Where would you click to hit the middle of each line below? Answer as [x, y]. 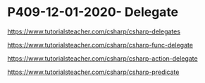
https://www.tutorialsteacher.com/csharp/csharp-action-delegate [103, 58]
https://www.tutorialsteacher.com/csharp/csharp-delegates [94, 31]
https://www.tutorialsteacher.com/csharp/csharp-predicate [93, 72]
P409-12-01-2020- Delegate [93, 12]
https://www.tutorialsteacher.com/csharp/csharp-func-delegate [100, 45]
